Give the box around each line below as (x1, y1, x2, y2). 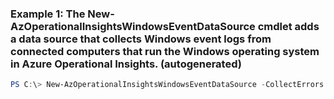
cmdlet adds (257, 19, 320, 33)
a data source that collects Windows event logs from (10, 32, 272, 46)
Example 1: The (10, 7, 86, 21)
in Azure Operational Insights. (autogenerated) (10, 57, 242, 71)
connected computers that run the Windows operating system (10, 44, 320, 58)
